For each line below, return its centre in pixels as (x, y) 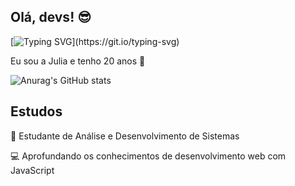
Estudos (36, 111)
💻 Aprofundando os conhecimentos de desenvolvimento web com (148, 156)
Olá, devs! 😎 (51, 17)
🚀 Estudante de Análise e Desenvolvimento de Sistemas (125, 136)
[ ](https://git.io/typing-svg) (95, 41)
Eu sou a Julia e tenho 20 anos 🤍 (78, 61)
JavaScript (32, 170)
